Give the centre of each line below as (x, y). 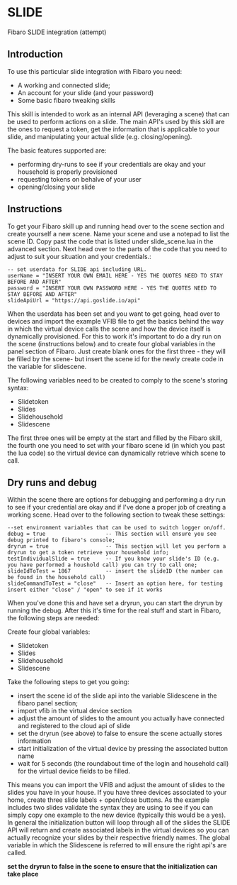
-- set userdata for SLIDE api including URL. (77, 269)
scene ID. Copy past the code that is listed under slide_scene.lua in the (110, 241)
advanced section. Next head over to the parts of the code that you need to (117, 248)
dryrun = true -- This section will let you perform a (117, 546)
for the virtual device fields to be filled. (74, 771)
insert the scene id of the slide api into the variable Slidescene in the (117, 696)
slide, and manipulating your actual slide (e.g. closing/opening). (100, 136)
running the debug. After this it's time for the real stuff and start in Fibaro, (114, 610)
